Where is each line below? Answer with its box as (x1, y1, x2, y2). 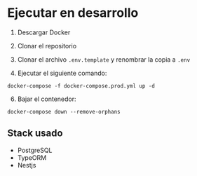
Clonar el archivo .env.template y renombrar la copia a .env (17, 55, 191, 64)
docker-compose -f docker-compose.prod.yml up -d (7, 82, 156, 89)
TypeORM (17, 153, 47, 162)
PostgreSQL (17, 146, 53, 154)
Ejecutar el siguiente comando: (17, 69, 107, 77)
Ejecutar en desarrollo (7, 5, 139, 21)
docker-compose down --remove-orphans (7, 108, 121, 115)
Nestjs (17, 161, 36, 169)
